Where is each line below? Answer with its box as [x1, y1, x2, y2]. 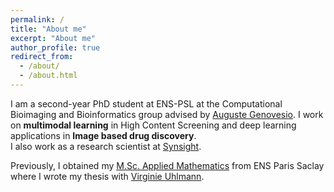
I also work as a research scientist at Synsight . [10, 140, 202, 152]
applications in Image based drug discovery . [10, 129, 197, 141]
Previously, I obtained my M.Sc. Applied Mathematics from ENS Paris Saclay [10, 159, 325, 171]
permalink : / [10, 14, 65, 25]
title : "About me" [10, 24, 87, 34]
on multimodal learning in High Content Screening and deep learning [10, 119, 297, 131]
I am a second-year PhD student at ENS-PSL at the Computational [10, 97, 283, 110]
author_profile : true [10, 42, 101, 53]
